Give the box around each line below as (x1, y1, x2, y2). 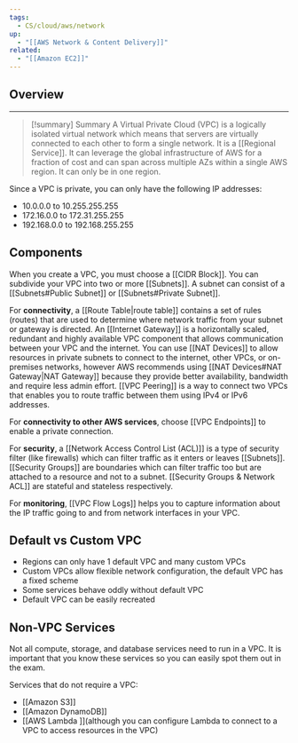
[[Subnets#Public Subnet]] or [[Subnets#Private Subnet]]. (9, 288, 221, 298)
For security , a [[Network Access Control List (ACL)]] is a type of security (9, 443, 279, 454)
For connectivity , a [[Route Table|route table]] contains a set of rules (9, 304, 262, 315)
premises (9, 361, 43, 372)
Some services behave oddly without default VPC (21, 585, 204, 596)
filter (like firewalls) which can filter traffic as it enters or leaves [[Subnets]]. (9, 452, 286, 462)
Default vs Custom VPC (9, 534, 142, 549)
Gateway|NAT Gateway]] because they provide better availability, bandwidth (9, 370, 288, 382)
